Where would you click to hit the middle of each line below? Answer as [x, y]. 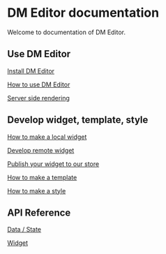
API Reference [39, 212]
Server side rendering [38, 98]
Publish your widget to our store [53, 164]
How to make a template [42, 177]
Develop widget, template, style [78, 120]
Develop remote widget [41, 150]
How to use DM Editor [39, 84]
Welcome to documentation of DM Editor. [67, 32]
